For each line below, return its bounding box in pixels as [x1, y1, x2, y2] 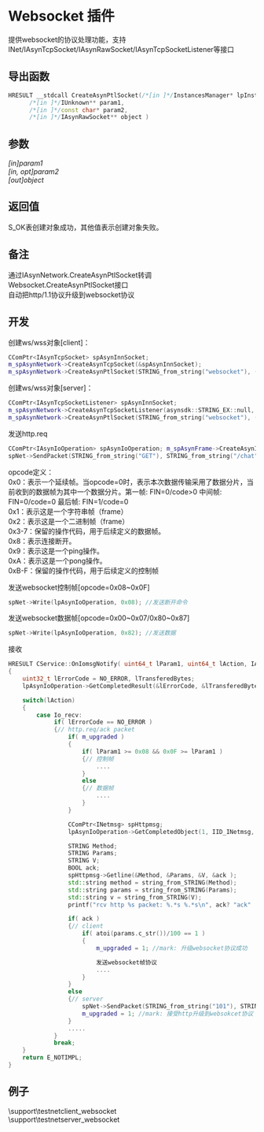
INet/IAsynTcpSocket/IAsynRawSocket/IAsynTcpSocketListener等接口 [8, 44, 234, 54]
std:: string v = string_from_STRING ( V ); [68, 893, 202, 901]
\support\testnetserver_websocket [8, 1115, 120, 1124]
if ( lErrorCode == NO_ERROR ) [53, 718, 153, 726]
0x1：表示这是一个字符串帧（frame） [8, 506, 128, 516]
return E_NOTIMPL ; [22, 1054, 82, 1062]
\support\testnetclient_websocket [8, 1106, 117, 1115]
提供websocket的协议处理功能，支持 [8, 35, 126, 44]
